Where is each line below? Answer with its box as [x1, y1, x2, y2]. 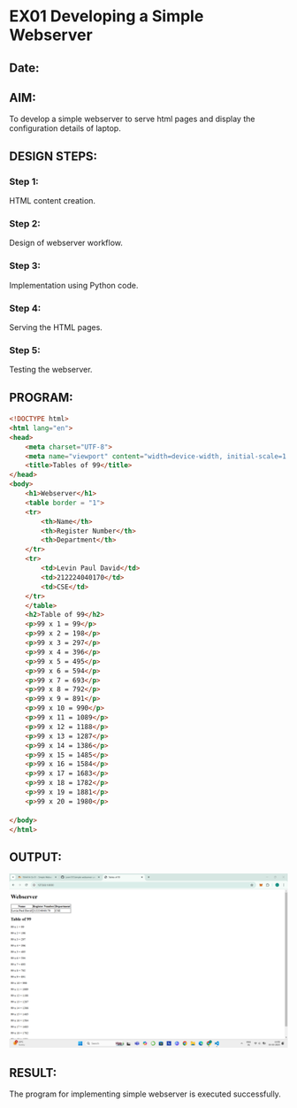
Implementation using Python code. [9, 280, 139, 290]
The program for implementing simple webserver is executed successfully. [9, 1089, 281, 1099]
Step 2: [9, 218, 42, 229]
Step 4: [9, 302, 42, 314]
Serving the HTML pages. [9, 321, 103, 333]
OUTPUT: [9, 850, 62, 865]
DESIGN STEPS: [9, 149, 98, 164]
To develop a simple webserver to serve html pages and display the [9, 113, 255, 125]
